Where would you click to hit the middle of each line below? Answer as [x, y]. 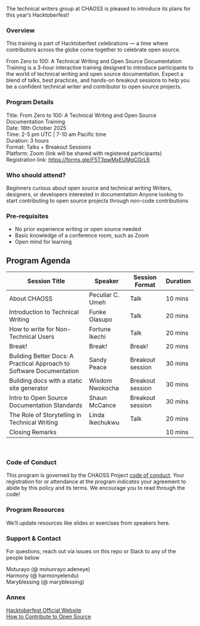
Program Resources [35, 510]
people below [23, 557]
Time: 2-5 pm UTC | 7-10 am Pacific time [56, 134]
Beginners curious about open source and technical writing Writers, [89, 188]
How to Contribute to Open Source [49, 616]
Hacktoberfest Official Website [44, 610]
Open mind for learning [43, 242]
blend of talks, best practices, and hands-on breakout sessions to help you [98, 81]
